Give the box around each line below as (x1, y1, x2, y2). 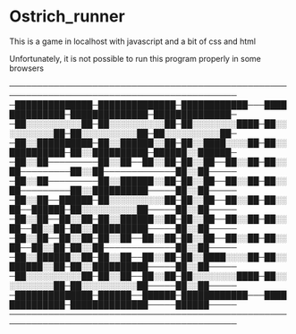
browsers (9, 63, 45, 73)
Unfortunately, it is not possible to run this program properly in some (9, 53, 261, 64)
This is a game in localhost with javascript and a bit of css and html (9, 36, 257, 47)
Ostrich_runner (9, 6, 125, 27)
